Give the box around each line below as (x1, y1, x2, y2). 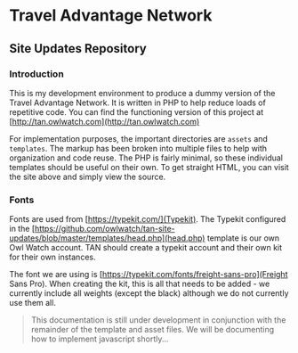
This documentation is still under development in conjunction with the (30, 315, 286, 325)
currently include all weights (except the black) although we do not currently (9, 288, 289, 299)
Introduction (9, 68, 64, 80)
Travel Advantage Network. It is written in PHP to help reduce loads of (9, 97, 267, 108)
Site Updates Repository (9, 41, 147, 56)
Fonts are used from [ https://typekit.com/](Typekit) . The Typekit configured (9, 214, 286, 225)
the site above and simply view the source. (9, 171, 166, 182)
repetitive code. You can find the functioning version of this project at (9, 106, 264, 117)
